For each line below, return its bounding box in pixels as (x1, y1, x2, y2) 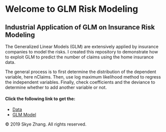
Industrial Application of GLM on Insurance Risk (5, 23, 155, 31)
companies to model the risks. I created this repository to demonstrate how (5, 49, 158, 54)
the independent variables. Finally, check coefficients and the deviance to (5, 79, 156, 85)
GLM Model (12, 112, 36, 118)
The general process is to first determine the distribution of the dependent (5, 69, 157, 75)
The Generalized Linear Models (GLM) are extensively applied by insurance (5, 44, 159, 50)
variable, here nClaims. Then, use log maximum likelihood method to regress (5, 74, 161, 79)
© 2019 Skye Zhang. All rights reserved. (5, 121, 86, 127)
